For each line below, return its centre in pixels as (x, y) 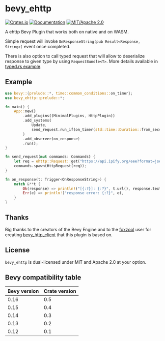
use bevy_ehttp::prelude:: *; (35, 98)
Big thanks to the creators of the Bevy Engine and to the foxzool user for (78, 229)
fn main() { (17, 107)
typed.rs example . (23, 66)
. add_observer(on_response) (51, 139)
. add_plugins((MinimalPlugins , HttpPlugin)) (69, 116)
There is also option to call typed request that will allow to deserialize (75, 56)
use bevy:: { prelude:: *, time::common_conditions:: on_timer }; (69, 93)
